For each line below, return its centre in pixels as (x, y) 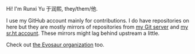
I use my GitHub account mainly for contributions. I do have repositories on (98, 20)
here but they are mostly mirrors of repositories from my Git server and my (97, 27)
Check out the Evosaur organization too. (55, 45)
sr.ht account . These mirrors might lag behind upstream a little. (83, 33)
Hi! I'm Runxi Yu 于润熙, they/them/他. (52, 9)
